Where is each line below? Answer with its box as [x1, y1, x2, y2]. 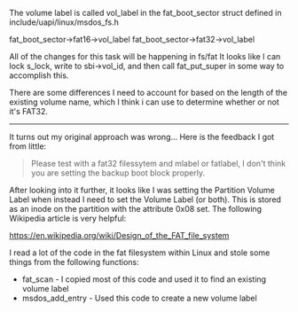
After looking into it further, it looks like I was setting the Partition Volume [9, 185, 275, 195]
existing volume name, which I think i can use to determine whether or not [9, 97, 279, 107]
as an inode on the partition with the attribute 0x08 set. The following [9, 204, 263, 214]
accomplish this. [9, 70, 69, 81]
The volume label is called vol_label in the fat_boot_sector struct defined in [9, 8, 282, 18]
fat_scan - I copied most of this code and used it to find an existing [21, 274, 267, 285]
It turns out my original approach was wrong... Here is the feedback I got [9, 132, 275, 142]
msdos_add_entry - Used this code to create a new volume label [21, 292, 257, 303]
